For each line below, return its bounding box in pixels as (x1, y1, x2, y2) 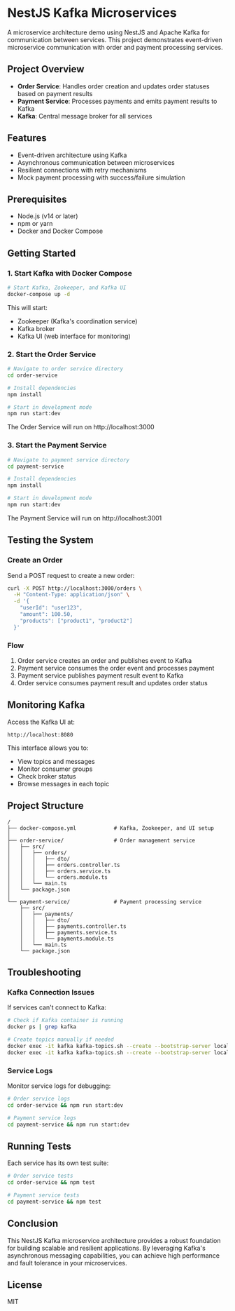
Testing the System (7, 535, 94, 546)
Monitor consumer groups (17, 765, 93, 773)
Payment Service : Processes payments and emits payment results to (17, 97, 218, 105)
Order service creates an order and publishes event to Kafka (17, 657, 192, 665)
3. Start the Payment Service (7, 441, 107, 450)
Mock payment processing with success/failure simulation (17, 173, 185, 182)
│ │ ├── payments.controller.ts (20, 922, 127, 930)
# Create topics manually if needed (7, 1036, 114, 1043)
